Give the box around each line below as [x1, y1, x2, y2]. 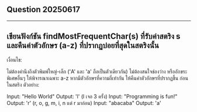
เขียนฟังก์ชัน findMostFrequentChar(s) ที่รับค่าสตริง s [6, 32, 181, 42]
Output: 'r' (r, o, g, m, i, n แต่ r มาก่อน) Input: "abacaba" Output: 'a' [6, 99, 161, 106]
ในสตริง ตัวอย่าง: [6, 81, 40, 88]
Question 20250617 [6, 5, 81, 15]
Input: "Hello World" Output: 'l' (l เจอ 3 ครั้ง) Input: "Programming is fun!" [6, 93, 178, 100]
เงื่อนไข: [6, 56, 22, 63]
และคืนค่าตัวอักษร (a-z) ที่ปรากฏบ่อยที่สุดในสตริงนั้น [6, 40, 160, 50]
